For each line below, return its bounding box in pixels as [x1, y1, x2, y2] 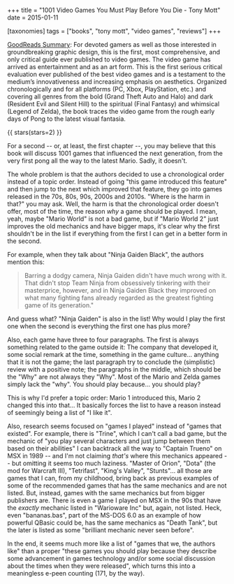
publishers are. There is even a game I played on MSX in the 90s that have [7, 496, 221, 504]
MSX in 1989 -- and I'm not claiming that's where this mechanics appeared [7, 452, 223, 460]
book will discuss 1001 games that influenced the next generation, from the [7, 149, 224, 157]
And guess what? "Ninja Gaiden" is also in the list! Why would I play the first [7, 314, 226, 323]
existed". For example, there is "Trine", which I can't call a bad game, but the [7, 430, 227, 437]
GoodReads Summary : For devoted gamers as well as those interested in [7, 41, 217, 48]
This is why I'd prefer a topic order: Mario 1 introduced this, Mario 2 [7, 394, 201, 402]
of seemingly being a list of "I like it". [7, 409, 112, 416]
